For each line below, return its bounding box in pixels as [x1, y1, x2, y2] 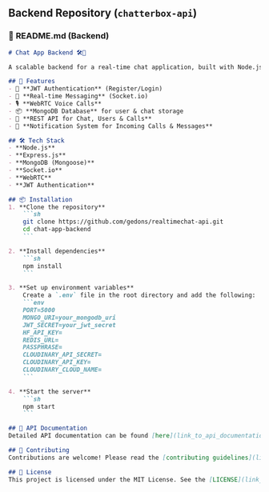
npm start [22, 402, 56, 410]
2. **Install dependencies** [8, 247, 106, 255]
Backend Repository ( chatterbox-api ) [8, 6, 198, 20]
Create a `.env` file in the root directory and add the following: [22, 291, 256, 299]
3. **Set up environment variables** [8, 284, 134, 292]
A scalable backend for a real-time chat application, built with [8, 63, 235, 71]
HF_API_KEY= [22, 328, 62, 337]
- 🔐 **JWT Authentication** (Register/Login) [8, 85, 163, 93]
